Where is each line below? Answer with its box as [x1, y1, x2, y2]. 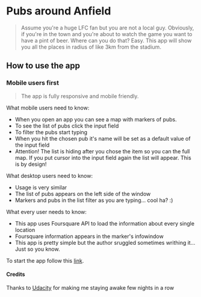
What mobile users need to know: [6, 104, 90, 111]
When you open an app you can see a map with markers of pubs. [14, 115, 178, 123]
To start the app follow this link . [6, 257, 84, 264]
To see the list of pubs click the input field [14, 122, 119, 129]
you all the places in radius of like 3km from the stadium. [20, 43, 161, 51]
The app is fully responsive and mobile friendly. [20, 92, 139, 100]
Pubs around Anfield [6, 4, 111, 18]
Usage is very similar [14, 183, 67, 191]
